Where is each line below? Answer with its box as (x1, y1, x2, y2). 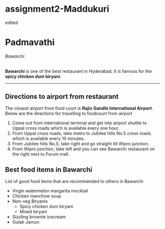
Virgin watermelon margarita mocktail (12, 187, 88, 194)
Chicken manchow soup (12, 193, 61, 199)
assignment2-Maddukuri (5, 3, 110, 15)
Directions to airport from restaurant (5, 92, 119, 101)
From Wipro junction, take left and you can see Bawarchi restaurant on (12, 146, 155, 152)
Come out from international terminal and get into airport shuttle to (12, 120, 147, 126)
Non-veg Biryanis (12, 198, 48, 204)
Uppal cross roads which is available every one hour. (12, 125, 119, 131)
